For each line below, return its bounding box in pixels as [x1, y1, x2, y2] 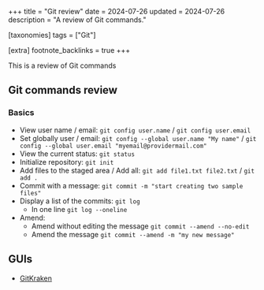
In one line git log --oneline [31, 204, 128, 214]
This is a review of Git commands [8, 61, 117, 70]
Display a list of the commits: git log [19, 196, 140, 206]
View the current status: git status [19, 149, 136, 158]
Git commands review [8, 84, 118, 97]
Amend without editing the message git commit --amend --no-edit [31, 221, 250, 231]
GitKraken [19, 273, 53, 283]
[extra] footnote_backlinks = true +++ [8, 46, 131, 54]
